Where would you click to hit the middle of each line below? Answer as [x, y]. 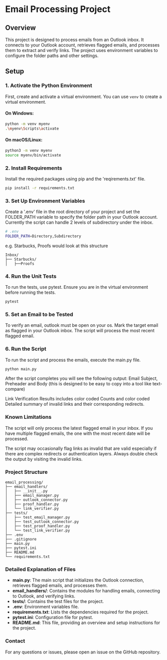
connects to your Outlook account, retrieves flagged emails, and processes [83, 45]
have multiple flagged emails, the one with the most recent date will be [78, 433]
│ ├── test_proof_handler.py [38, 526]
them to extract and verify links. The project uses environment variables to [82, 50]
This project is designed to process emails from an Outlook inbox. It [75, 40]
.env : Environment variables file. [46, 607]
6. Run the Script [26, 349]
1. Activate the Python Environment [49, 86]
